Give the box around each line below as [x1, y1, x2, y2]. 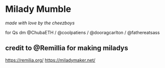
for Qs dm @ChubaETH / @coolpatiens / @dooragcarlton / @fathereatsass [5, 29, 160, 35]
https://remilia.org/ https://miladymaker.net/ [5, 57, 96, 63]
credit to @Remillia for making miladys [5, 44, 128, 53]
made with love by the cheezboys [5, 20, 75, 26]
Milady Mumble [5, 3, 71, 15]
